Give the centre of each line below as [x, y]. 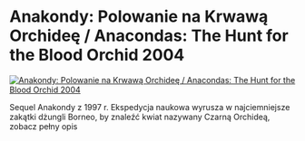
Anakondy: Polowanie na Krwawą [139, 17]
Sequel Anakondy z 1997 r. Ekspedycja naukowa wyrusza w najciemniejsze [150, 107]
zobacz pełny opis [44, 126]
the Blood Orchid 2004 [97, 55]
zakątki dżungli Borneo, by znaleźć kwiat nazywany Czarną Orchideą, [140, 117]
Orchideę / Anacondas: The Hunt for [149, 36]
